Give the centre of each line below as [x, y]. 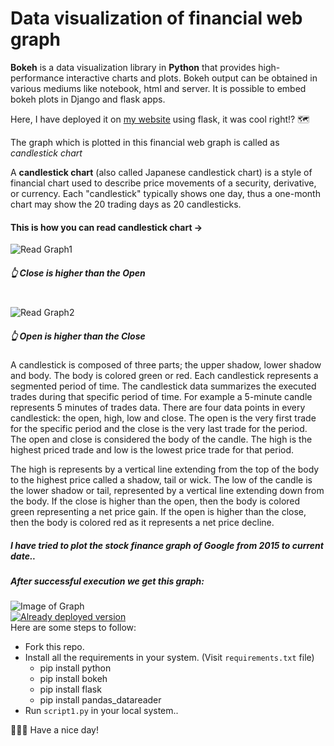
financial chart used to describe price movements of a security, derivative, [163, 183]
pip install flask [70, 689]
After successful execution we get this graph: [107, 581]
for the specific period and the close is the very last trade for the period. [159, 429]
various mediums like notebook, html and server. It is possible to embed [158, 88]
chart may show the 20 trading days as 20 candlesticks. [126, 204]
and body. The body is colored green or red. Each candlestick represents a [164, 376]
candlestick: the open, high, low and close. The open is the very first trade [163, 418]
